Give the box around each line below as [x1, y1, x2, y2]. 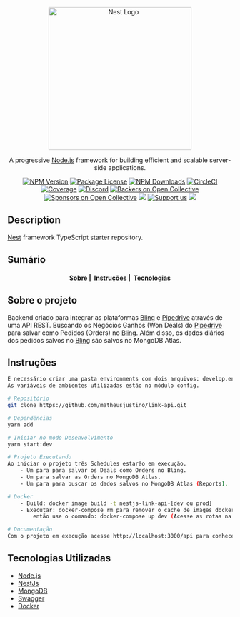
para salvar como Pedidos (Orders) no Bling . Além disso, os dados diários [7, 328, 225, 337]
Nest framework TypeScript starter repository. [7, 233, 144, 241]
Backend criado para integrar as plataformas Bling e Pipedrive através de [7, 313, 223, 321]
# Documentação [7, 526, 53, 533]
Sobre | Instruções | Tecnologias [69, 274, 171, 282]
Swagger [17, 593, 45, 603]
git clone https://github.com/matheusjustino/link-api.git [7, 402, 187, 409]
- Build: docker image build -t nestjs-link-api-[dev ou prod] [20, 500, 213, 507]
